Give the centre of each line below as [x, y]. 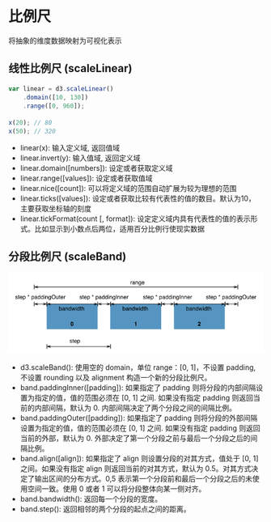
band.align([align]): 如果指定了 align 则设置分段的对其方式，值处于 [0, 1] [139, 458]
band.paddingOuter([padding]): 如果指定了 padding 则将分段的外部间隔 [139, 418]
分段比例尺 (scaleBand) [68, 257]
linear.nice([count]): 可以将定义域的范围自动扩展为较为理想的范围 [128, 188]
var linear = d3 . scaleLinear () [61, 89]
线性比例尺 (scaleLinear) [70, 68]
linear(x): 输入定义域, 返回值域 [70, 148]
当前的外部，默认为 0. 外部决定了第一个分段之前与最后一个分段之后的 [135, 438]
